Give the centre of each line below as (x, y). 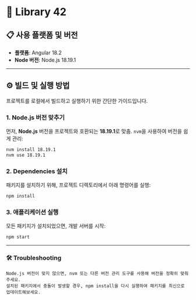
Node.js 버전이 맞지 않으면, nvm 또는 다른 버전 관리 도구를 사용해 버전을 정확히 (92, 273)
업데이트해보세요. (23, 292)
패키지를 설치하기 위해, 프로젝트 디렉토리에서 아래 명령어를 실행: (78, 185)
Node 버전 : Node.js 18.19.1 (45, 60)
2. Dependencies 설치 (37, 171)
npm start (18, 237)
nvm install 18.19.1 (31, 150)
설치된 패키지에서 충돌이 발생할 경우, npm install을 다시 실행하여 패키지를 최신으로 (95, 286)
